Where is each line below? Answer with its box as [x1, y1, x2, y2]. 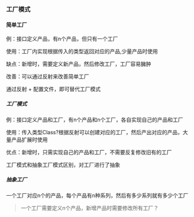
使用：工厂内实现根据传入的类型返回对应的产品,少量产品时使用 [6, 48, 159, 55]
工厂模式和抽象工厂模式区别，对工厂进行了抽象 [6, 161, 120, 169]
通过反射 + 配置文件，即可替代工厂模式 [6, 86, 101, 93]
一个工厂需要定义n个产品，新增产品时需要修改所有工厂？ [20, 205, 159, 212]
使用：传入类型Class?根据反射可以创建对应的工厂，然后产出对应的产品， [6, 129, 183, 136]
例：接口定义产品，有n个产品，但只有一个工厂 [6, 35, 118, 43]
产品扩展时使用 [11, 136, 48, 143]
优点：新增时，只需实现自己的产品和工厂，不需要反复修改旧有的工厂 [6, 149, 172, 156]
